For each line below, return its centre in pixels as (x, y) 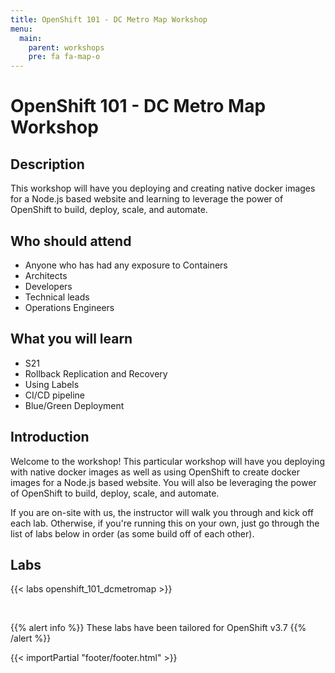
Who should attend (71, 241)
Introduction (50, 437)
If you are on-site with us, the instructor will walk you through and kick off (162, 512)
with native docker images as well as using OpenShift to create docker (155, 472)
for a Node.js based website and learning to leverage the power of (147, 199)
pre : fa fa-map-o (64, 57)
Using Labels (52, 384)
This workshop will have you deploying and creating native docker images (163, 188)
